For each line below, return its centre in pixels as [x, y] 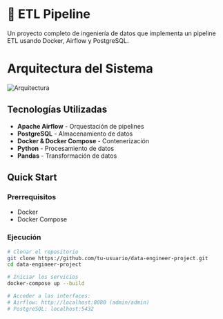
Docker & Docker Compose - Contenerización [83, 140]
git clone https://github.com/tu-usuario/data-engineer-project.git [108, 258]
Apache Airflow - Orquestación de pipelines [80, 126]
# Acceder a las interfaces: [49, 296]
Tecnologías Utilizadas [57, 110]
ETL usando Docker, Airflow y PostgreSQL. [68, 40]
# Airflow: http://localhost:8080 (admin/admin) [78, 302]
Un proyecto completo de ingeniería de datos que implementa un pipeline [111, 33]
